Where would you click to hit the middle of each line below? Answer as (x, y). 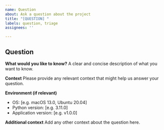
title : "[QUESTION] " (27, 19)
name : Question (21, 10)
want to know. (19, 68)
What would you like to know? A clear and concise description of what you (81, 64)
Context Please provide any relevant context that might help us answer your (82, 78)
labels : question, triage (31, 23)
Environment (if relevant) (31, 93)
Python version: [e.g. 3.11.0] (40, 108)
